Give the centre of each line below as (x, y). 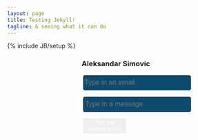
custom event (105, 129)
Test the (105, 122)
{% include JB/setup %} (41, 46)
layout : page (26, 13)
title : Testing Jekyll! (41, 20)
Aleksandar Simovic (116, 64)
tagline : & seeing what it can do (57, 26)
